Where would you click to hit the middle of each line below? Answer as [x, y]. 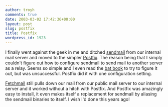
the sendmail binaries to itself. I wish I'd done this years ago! [68, 99]
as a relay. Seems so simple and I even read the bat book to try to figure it [81, 68]
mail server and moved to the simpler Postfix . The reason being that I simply [84, 57]
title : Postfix [21, 33]
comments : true [21, 15]
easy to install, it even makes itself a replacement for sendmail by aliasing [81, 94]
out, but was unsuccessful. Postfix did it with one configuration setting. [78, 73]
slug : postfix [20, 29]
